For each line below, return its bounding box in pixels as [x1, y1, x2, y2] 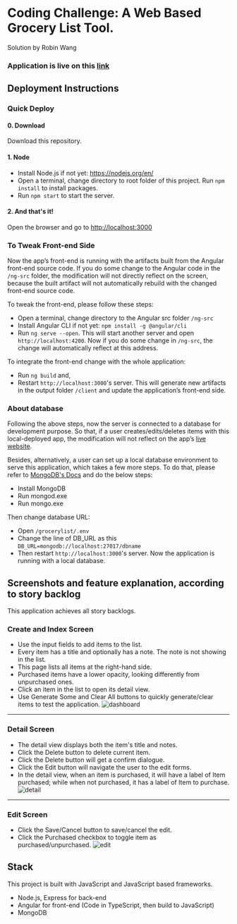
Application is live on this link [7, 61, 110, 70]
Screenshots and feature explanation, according [7, 577, 224, 589]
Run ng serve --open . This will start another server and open [17, 329, 194, 338]
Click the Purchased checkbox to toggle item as [17, 833, 157, 842]
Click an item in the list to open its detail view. [17, 685, 150, 694]
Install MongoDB [17, 484, 66, 493]
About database [7, 404, 63, 413]
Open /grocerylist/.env [17, 526, 90, 535]
